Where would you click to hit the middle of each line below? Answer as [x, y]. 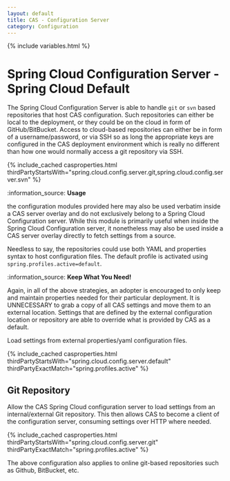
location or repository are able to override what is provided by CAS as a [109, 320]
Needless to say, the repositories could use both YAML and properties [107, 249]
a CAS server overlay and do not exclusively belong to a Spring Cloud [106, 214]
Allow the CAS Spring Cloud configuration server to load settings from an [111, 407]
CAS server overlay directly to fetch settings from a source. [92, 236]
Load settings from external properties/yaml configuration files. [97, 341]
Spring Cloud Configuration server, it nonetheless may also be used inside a [115, 228]
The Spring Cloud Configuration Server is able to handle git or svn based [112, 108]
